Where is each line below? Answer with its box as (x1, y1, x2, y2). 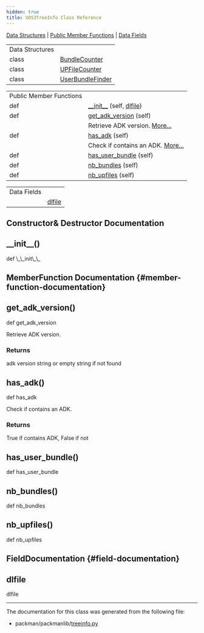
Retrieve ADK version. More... (87, 121, 172, 130)
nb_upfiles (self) (87, 171, 135, 179)
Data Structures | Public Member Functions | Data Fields (6, 31, 147, 38)
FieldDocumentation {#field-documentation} (6, 554, 180, 564)
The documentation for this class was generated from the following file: (6, 607, 185, 615)
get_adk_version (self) (87, 111, 151, 119)
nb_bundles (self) (87, 161, 138, 169)
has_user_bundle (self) (87, 150, 154, 159)
